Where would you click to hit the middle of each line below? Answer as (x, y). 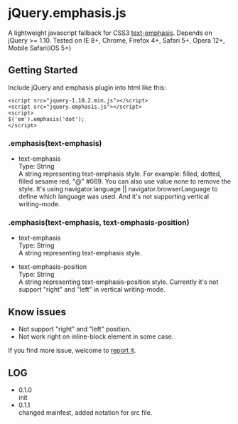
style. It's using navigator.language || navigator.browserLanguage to (118, 189)
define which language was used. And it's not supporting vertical (113, 196)
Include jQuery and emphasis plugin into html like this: (87, 88)
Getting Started (43, 70)
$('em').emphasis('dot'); (46, 119)
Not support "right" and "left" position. (75, 329)
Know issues (37, 312)
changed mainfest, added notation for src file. (85, 412)
